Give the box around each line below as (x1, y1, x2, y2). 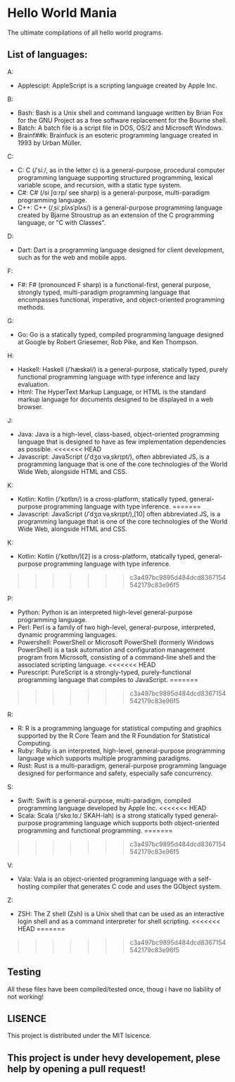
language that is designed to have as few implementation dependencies (17, 437, 227, 446)
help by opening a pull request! (7, 1063, 146, 1075)
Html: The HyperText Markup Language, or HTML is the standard (17, 387, 206, 396)
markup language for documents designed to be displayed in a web (17, 395, 213, 403)
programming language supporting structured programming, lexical (17, 173, 213, 181)
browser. (17, 402, 44, 411)
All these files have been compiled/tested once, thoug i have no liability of (7, 985, 222, 993)
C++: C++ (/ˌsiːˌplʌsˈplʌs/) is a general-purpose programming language (17, 203, 223, 212)
